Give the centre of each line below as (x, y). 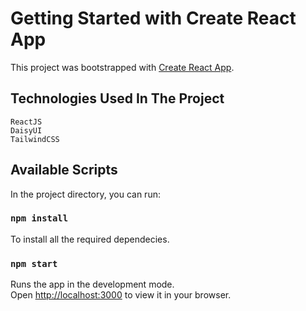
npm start (34, 263)
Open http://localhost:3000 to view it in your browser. (121, 295)
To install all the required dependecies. (90, 239)
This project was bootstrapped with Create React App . (122, 67)
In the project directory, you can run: (85, 194)
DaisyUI (26, 130)
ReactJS (26, 122)
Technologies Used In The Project (117, 98)
